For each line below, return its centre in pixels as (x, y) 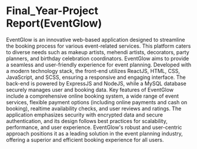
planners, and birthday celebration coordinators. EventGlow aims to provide (98, 58)
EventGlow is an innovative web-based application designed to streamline (96, 39)
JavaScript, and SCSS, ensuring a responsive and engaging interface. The (96, 77)
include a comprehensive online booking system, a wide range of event (93, 96)
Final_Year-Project (52, 11)
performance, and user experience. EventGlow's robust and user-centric (94, 127)
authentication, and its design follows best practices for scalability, (87, 121)
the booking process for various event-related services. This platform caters (98, 46)
